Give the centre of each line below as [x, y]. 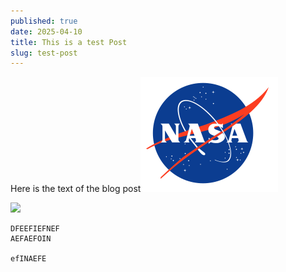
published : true [44, 21]
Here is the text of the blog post [76, 189]
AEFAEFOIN [31, 239]
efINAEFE [28, 259]
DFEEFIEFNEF [35, 229]
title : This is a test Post [69, 42]
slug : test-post [44, 53]
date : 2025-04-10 [46, 31]
